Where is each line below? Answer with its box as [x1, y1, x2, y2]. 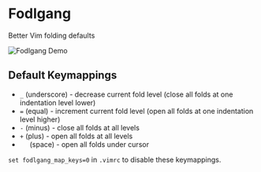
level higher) [19, 115, 61, 124]
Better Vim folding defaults [8, 31, 95, 40]
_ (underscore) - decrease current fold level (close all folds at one [19, 90, 233, 99]
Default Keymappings [8, 68, 117, 82]
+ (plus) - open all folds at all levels [19, 131, 133, 141]
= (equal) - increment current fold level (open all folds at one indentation [19, 106, 254, 115]
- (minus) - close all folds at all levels [19, 123, 140, 132]
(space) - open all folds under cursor [29, 139, 150, 149]
